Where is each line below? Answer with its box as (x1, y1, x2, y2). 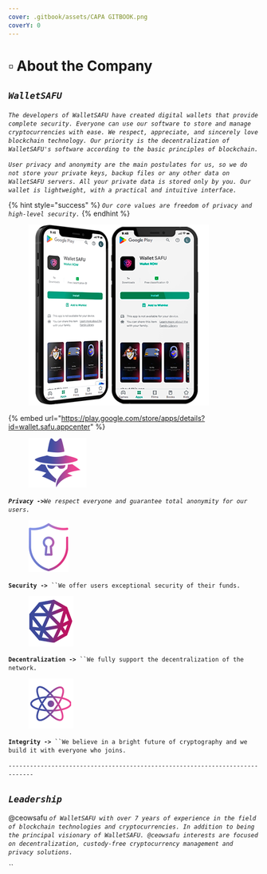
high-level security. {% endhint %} (8, 209, 130, 218)
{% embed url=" (8, 413, 62, 423)
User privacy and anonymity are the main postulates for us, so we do (8, 161, 248, 169)
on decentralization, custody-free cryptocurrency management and (8, 840, 234, 848)
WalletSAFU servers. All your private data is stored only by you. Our (8, 177, 251, 185)
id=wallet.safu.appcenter (8, 422, 91, 431)
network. (8, 664, 37, 672)
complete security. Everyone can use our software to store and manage (8, 120, 251, 128)
